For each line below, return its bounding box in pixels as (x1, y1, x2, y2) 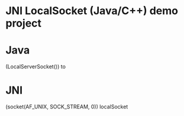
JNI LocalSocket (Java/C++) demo (5, 4, 179, 18)
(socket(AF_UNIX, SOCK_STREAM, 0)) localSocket (5, 103, 128, 110)
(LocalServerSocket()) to (5, 63, 66, 70)
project (5, 16, 42, 30)
